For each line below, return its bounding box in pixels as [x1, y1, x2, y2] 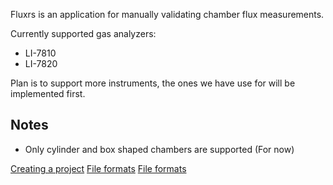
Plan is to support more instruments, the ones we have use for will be [10, 77, 296, 89]
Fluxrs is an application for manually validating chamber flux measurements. [10, 9, 325, 20]
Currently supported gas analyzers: [10, 28, 157, 39]
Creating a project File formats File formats [10, 162, 187, 174]
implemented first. [10, 88, 86, 99]
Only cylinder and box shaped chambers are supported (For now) [24, 143, 295, 155]
